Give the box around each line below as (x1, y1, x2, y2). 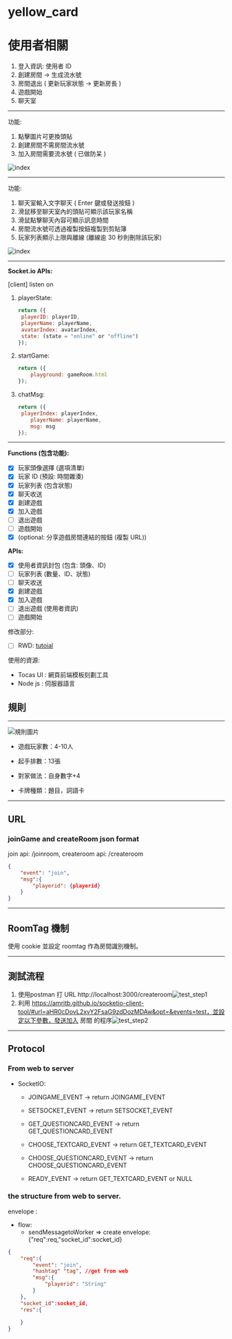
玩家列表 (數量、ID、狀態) (17, 570, 91, 578)
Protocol (8, 1043, 45, 1055)
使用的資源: (8, 656, 41, 665)
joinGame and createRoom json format (8, 834, 140, 843)
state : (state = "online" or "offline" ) (21, 333, 139, 340)
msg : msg (30, 422, 56, 430)
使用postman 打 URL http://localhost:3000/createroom (17, 990, 173, 998)
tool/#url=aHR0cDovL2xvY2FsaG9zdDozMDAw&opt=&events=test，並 (17, 1007, 219, 1015)
